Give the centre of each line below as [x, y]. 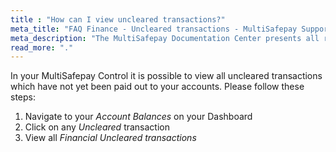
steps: [23, 97]
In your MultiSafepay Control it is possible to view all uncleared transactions [166, 76]
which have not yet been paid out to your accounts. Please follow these [157, 87]
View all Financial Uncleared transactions [110, 138]
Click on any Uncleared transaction [97, 127]
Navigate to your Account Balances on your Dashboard [138, 117]
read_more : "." [42, 47]
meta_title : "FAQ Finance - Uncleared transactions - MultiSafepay [154, 29]
